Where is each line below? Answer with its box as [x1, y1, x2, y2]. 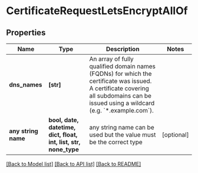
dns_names [9, 81, 42, 89]
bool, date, [48, 116, 79, 124]
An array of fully [89, 55, 134, 63]
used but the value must [89, 131, 156, 139]
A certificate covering [89, 84, 149, 92]
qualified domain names [89, 62, 156, 70]
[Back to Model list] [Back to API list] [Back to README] [6, 161, 141, 167]
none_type [48, 145, 80, 154]
